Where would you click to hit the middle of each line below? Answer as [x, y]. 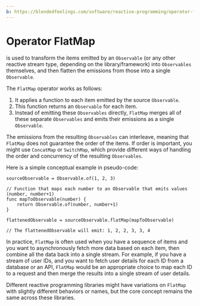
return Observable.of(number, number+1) [68, 204]
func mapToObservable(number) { [46, 199]
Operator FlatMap [51, 41]
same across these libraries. [41, 297]
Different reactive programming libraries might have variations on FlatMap [96, 285]
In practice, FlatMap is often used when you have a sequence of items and [97, 242]
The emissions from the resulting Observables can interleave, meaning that [98, 137]
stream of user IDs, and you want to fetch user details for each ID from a [95, 261]
